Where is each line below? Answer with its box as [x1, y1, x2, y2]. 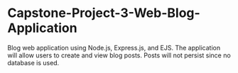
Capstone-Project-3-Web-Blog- [7, 5, 200, 21]
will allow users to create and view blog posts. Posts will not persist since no [7, 51, 231, 60]
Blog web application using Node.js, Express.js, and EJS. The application [7, 43, 221, 52]
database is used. [7, 58, 60, 67]
